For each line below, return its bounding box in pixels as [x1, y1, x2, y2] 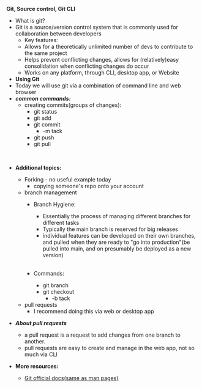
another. [24, 338, 46, 345]
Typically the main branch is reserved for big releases [42, 225, 179, 233]
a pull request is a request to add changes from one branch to [24, 331, 181, 339]
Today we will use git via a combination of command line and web [15, 82, 182, 89]
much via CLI [24, 351, 58, 358]
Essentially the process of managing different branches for [42, 213, 191, 219]
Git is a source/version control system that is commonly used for [15, 24, 179, 31]
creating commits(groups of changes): [24, 101, 122, 109]
